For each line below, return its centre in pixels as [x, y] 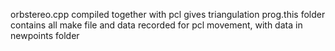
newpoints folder [45, 35]
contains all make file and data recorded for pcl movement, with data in [156, 25]
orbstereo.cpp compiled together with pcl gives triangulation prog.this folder [168, 14]
